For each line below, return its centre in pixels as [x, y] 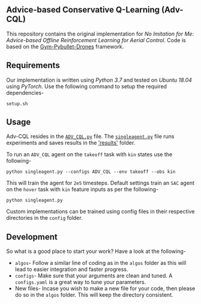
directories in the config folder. [44, 218]
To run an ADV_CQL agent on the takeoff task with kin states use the [89, 154]
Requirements [33, 65]
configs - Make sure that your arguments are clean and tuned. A [94, 276]
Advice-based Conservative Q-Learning [83, 10]
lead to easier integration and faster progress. [71, 269]
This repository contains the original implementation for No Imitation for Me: [100, 34]
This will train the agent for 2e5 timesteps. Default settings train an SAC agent [100, 183]
